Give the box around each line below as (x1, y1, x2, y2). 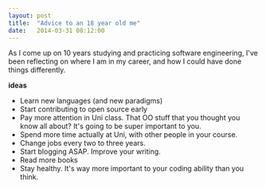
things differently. (8, 65, 66, 75)
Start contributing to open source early (19, 104, 148, 114)
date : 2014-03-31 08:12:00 (8, 26, 105, 34)
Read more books (19, 155, 78, 165)
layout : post (8, 11, 52, 20)
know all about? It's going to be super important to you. (19, 121, 201, 131)
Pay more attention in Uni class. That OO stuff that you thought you (19, 113, 241, 123)
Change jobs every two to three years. (19, 139, 146, 148)
